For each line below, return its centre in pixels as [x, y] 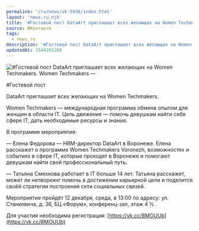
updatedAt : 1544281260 [34, 50]
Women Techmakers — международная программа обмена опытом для [97, 108]
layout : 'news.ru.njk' [34, 17]
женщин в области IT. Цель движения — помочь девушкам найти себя [96, 114]
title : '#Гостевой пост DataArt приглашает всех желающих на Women [91, 23]
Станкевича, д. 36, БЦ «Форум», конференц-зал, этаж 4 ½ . [81, 204]
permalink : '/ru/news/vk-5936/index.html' [59, 12]
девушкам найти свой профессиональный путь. [67, 162]
